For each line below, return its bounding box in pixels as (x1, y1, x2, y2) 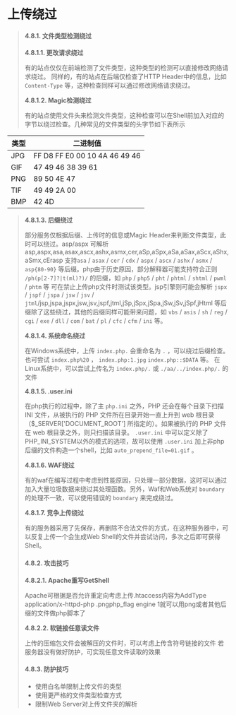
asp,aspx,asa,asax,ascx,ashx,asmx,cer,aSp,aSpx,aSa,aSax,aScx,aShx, (24, 248, 229, 256)
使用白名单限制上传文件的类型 (35, 682, 122, 690)
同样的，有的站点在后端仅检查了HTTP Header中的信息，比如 (51, 72, 227, 81)
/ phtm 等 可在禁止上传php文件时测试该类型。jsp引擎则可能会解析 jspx (24, 283, 228, 291)
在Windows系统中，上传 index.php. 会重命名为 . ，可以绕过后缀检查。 (24, 347, 230, 355)
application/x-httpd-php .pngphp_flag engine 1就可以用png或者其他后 (24, 600, 227, 608)
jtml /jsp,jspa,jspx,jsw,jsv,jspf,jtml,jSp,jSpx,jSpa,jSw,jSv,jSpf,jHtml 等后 (24, 299, 227, 307)
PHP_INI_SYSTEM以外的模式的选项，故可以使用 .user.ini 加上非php (24, 437, 225, 446)
